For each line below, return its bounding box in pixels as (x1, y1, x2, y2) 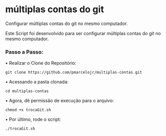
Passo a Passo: (5, 48, 44, 56)
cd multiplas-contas (5, 89, 49, 94)
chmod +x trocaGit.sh (5, 107, 51, 113)
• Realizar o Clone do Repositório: (5, 60, 76, 66)
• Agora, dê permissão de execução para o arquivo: (5, 98, 114, 104)
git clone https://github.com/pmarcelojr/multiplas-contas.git (5, 70, 143, 75)
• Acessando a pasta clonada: (5, 79, 69, 85)
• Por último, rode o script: (5, 116, 61, 123)
